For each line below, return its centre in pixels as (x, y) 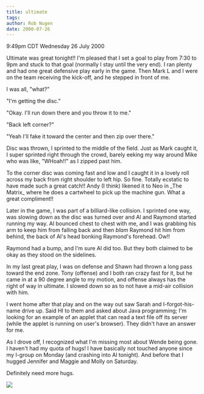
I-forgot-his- (179, 304)
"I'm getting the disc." (33, 101)
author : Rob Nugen (30, 23)
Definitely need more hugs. (40, 373)
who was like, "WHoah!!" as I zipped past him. (64, 161)
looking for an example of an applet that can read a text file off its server (97, 317)
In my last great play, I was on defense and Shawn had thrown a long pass (100, 267)
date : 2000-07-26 (28, 29)
